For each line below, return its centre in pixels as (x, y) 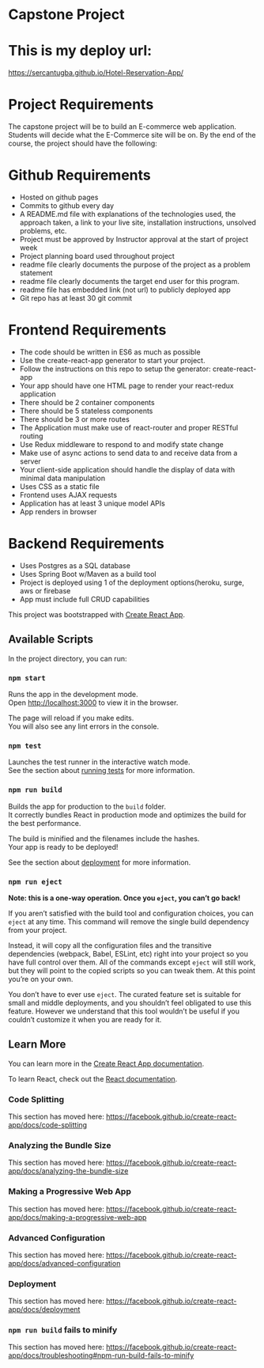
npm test (25, 746)
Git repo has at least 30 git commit (76, 298)
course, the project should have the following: (83, 143)
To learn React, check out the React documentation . (93, 1078)
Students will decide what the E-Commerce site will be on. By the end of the (132, 135)
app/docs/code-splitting (48, 1124)
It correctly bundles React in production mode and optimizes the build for (127, 815)
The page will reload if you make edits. (71, 718)
